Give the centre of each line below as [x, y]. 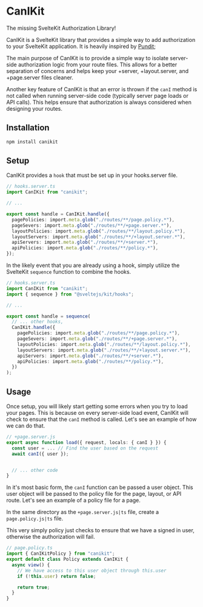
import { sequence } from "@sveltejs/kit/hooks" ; [70, 294]
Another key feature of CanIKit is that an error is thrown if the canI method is [102, 89]
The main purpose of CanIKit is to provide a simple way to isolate [87, 58]
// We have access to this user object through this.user [92, 571]
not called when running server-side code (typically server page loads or [98, 95]
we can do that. [26, 426]
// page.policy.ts [29, 548]
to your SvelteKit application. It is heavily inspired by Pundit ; [81, 46]
